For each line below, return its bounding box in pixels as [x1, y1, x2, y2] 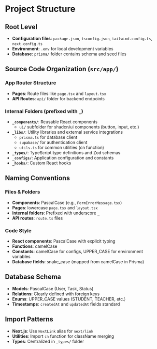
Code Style [5, 227, 32, 234]
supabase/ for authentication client [19, 139, 88, 145]
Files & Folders [5, 189, 40, 195]
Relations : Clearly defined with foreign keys [12, 291, 100, 297]
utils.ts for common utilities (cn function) [19, 144, 104, 150]
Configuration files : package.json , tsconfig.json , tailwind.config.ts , [12, 35, 152, 41]
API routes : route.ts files [12, 215, 63, 221]
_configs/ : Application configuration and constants [12, 155, 114, 160]
